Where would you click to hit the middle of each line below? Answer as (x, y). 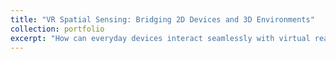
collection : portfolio (57, 29)
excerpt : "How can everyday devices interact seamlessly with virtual (160, 38)
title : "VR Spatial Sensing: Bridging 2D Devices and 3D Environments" (162, 19)
